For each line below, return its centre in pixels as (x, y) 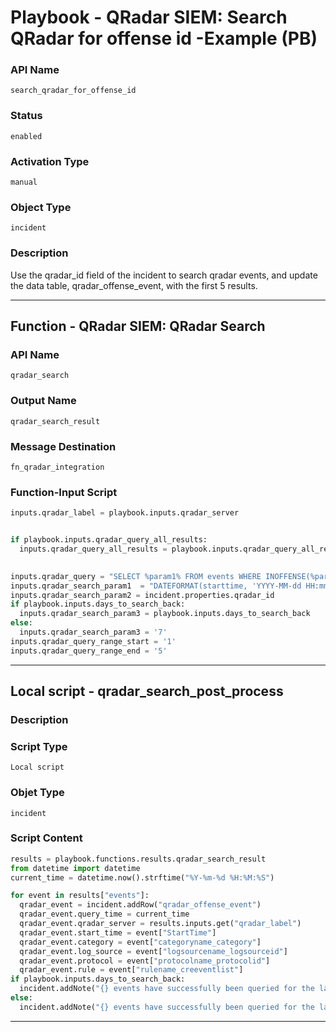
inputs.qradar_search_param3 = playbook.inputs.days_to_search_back (165, 614)
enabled (26, 136)
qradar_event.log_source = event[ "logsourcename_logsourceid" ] (153, 951)
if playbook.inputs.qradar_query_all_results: (109, 540)
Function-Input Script (64, 492)
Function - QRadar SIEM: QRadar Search (138, 326)
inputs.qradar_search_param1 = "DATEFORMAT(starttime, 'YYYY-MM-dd (156, 586)
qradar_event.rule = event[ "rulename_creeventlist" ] (131, 970)
